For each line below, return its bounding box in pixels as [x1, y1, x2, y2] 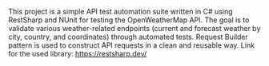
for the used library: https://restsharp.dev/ [8, 49, 147, 58]
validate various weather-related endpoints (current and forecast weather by [8, 24, 261, 33]
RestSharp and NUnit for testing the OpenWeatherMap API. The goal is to [8, 15, 250, 25]
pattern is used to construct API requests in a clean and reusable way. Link [8, 41, 255, 50]
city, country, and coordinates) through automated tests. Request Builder [8, 32, 248, 41]
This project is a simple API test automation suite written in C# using [8, 7, 234, 16]
